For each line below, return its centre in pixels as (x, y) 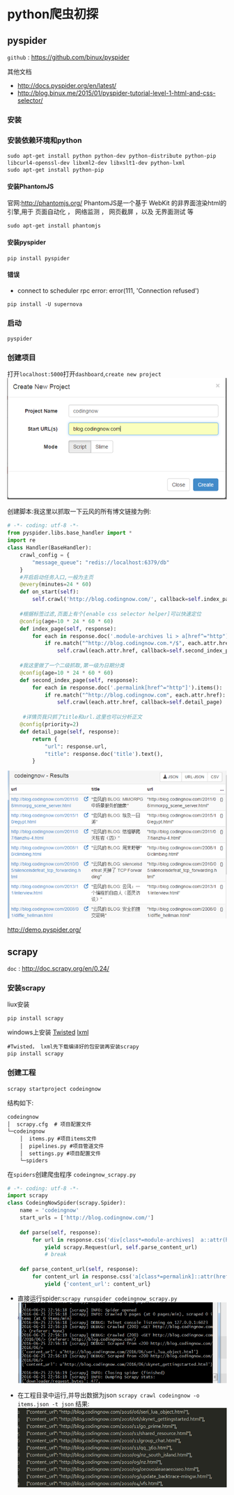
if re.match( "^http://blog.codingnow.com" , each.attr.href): (135, 695)
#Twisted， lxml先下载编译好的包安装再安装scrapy (73, 1047)
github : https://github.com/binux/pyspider (69, 57)
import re (22, 541)
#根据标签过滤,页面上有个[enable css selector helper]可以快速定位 (111, 614)
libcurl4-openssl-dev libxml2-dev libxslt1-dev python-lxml (96, 163)
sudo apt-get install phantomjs (54, 226)
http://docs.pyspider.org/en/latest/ (67, 85)
